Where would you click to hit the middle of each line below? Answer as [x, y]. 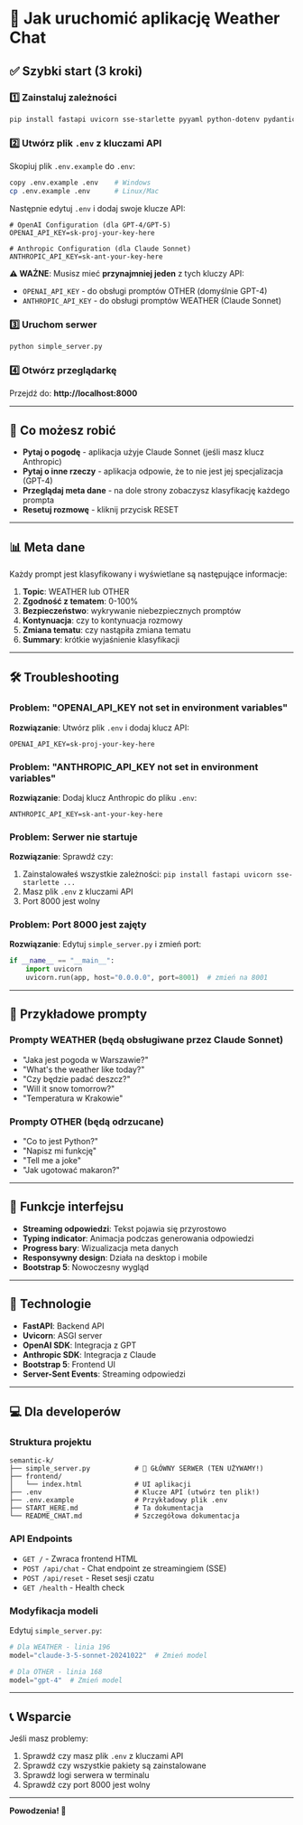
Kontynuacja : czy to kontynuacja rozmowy [102, 620]
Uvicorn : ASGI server [62, 1335]
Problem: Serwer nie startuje [73, 837]
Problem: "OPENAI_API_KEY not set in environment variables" [149, 708]
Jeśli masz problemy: [49, 1738]
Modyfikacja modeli [54, 1611]
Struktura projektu [50, 1443]
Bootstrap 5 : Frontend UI [69, 1364]
